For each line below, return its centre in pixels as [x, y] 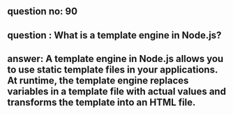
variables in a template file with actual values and [117, 92]
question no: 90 [43, 11]
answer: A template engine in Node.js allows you [115, 59]
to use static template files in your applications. [113, 70]
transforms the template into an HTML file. [102, 103]
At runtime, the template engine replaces [98, 80]
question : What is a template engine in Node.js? [114, 35]
